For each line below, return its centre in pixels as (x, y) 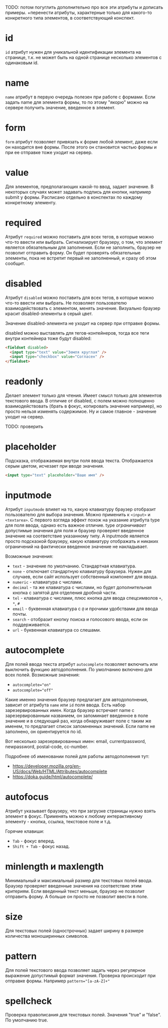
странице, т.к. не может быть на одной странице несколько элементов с (83, 57)
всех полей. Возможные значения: (43, 675)
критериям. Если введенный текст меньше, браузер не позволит (75, 891)
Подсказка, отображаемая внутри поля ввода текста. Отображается (79, 461)
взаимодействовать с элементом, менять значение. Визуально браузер (83, 308)
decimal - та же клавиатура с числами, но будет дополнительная (82, 587)
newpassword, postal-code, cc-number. (47, 747)
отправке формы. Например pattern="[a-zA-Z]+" (58, 981)
